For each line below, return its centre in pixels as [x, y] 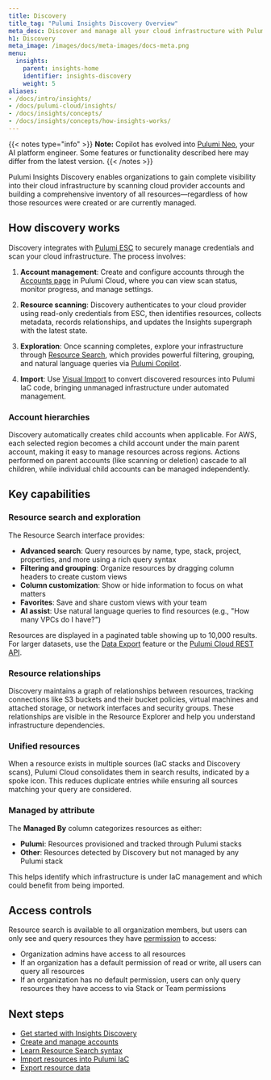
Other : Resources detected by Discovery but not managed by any [129, 852]
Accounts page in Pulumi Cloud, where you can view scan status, [129, 281]
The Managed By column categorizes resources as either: [105, 828]
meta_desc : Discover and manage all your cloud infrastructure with [126, 31]
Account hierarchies [49, 417]
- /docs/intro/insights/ [50, 99]
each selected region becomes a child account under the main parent [124, 443]
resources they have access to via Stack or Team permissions [123, 989]
